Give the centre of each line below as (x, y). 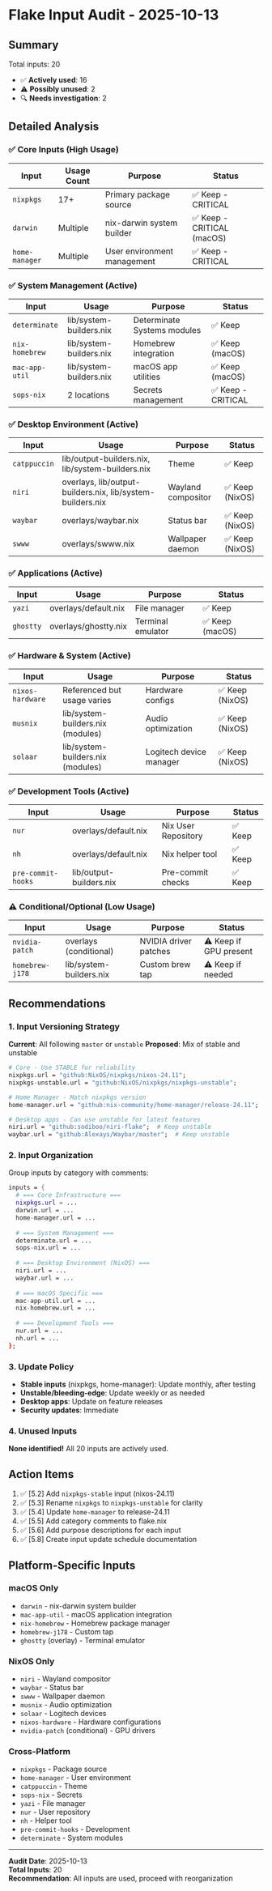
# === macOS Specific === (59, 1293)
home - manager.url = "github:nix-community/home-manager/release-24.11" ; (134, 1105)
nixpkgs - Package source (64, 1769)
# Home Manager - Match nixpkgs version (78, 1097)
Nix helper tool (189, 854)
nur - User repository (55, 1812)
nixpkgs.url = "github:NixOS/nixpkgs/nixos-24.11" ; (97, 1075)
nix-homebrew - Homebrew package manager (95, 1623)
